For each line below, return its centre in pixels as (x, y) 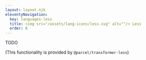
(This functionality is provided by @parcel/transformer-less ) (67, 52)
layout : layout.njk (25, 10)
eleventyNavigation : (27, 14)
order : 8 (19, 28)
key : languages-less (31, 19)
